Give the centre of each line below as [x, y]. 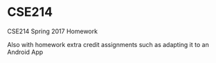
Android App [25, 52]
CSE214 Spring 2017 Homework [53, 31]
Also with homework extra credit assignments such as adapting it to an [108, 44]
